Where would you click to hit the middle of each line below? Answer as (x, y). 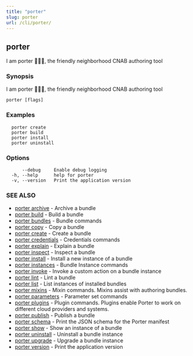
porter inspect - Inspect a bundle (55, 252)
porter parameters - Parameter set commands (71, 297)
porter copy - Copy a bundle (49, 227)
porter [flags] (25, 100)
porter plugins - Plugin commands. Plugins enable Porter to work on (98, 303)
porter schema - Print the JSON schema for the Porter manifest (92, 322)
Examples (21, 115)
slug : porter (22, 17)
